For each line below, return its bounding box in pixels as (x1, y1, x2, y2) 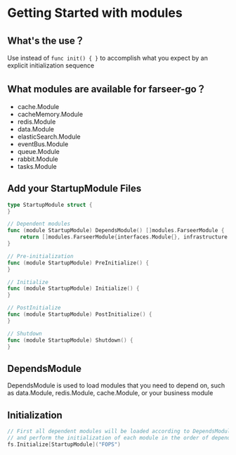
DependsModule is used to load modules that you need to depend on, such (7, 381, 225, 390)
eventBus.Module (17, 139, 69, 148)
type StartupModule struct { (7, 201, 93, 208)
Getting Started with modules (7, 5, 183, 21)
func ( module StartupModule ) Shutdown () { (7, 336, 133, 344)
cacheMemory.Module (17, 110, 83, 118)
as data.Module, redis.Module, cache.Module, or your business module (7, 389, 214, 397)
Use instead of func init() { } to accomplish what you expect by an (7, 54, 209, 62)
